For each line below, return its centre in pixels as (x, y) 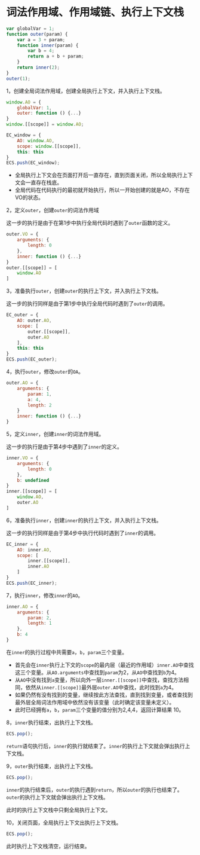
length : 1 (40, 623)
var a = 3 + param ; (41, 39)
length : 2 (40, 405)
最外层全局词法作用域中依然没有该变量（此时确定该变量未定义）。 (95, 702)
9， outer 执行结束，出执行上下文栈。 (51, 766)
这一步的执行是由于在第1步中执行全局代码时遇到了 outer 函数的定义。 (90, 223)
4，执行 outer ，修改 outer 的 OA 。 (45, 372)
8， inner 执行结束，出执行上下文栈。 (51, 722)
